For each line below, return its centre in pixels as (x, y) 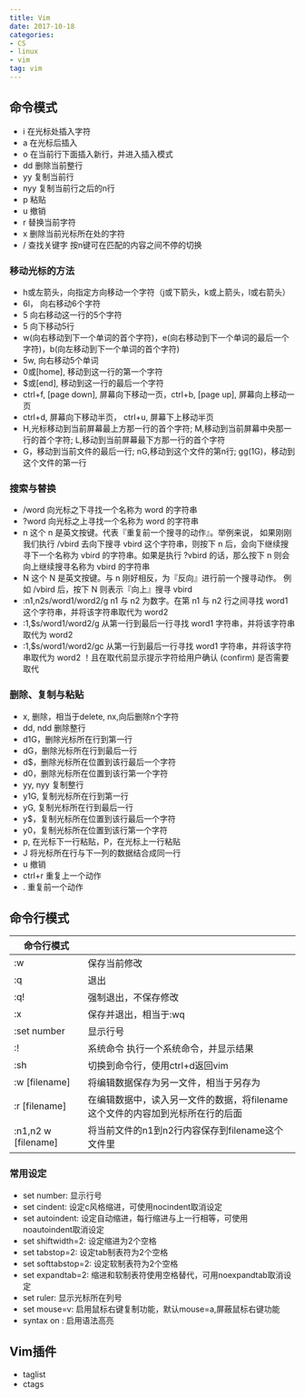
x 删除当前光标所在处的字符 (74, 234)
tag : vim (26, 69)
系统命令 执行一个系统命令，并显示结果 (171, 1049)
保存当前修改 (115, 964)
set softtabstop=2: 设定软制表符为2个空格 (100, 1263)
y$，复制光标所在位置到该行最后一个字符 (99, 818)
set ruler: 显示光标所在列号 (72, 1297)
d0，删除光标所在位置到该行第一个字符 (95, 773)
